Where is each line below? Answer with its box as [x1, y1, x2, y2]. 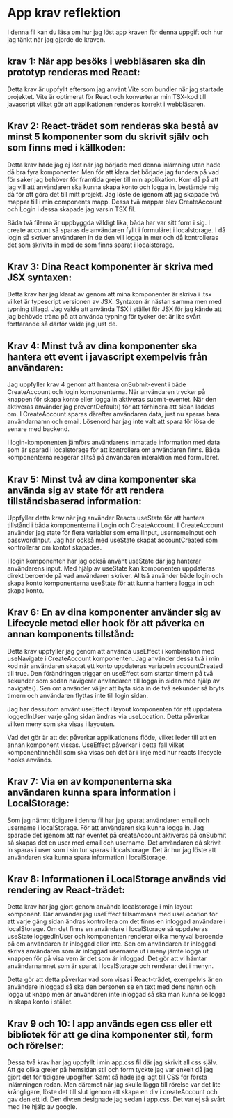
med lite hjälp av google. [7, 1103, 78, 1111]
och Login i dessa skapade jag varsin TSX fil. [7, 204, 136, 213]
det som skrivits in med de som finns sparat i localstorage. [7, 241, 175, 249]
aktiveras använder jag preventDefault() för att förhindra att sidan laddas [7, 402, 215, 411]
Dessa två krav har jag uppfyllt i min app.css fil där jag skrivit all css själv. [7, 1058, 218, 1066]
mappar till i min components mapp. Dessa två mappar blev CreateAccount [7, 197, 223, 206]
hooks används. [7, 755, 53, 764]
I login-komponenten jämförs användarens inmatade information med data [7, 438, 220, 447]
